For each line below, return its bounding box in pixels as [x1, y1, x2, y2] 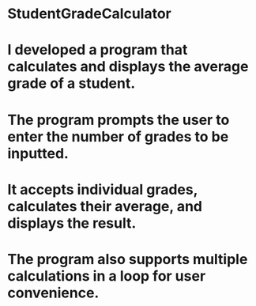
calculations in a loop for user [7, 266, 206, 285]
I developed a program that [7, 41, 188, 59]
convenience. [7, 284, 100, 301]
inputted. [7, 144, 69, 162]
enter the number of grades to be [7, 127, 229, 145]
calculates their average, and [7, 197, 203, 215]
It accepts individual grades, [7, 180, 198, 198]
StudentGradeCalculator [7, 5, 171, 23]
